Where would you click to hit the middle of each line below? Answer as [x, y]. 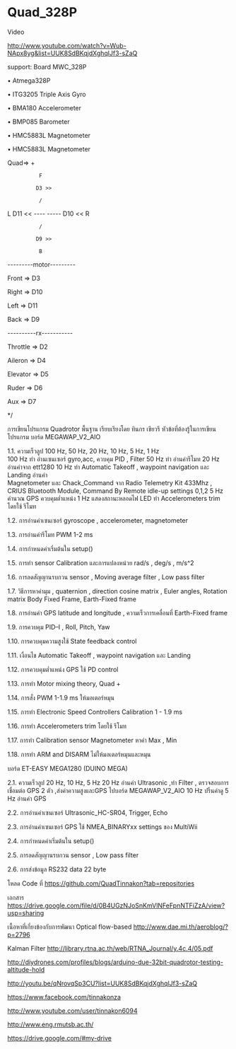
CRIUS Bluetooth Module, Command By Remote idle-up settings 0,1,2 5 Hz [116, 491]
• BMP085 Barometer [39, 122]
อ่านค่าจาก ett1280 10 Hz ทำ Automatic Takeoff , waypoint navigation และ [108, 467]
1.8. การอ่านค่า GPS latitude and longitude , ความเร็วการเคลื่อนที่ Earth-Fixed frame [118, 613]
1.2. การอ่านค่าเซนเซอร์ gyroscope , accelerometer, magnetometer [98, 520]
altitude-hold [26, 969]
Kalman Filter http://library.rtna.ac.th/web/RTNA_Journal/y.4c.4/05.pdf [110, 948]
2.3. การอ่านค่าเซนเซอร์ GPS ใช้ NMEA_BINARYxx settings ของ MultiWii [102, 827]
